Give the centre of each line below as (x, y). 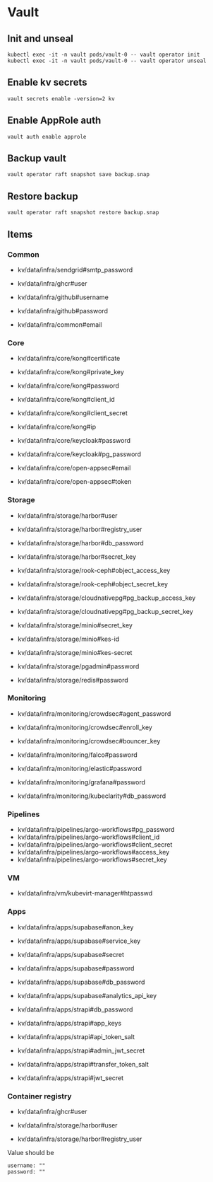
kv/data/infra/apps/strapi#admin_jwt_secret (81, 1050)
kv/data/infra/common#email (60, 324)
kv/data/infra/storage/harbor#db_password (81, 543)
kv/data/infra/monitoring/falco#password (77, 755)
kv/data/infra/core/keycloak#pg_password (79, 454)
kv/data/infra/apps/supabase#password (76, 968)
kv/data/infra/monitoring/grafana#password (81, 782)
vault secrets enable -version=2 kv (61, 99)
